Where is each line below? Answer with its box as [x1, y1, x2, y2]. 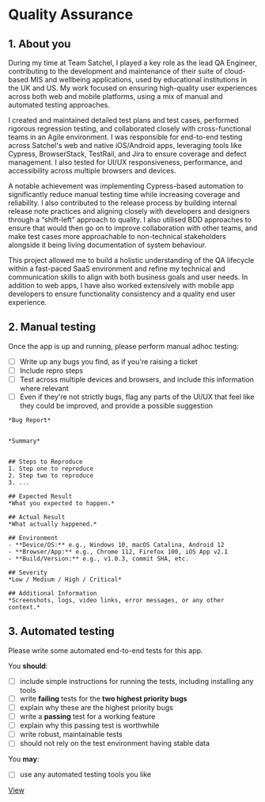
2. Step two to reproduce [8, 472, 93, 480]
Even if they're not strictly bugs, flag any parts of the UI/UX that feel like [19, 392, 255, 401]
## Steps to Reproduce [8, 458, 83, 466]
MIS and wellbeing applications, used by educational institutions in [30, 75, 248, 84]
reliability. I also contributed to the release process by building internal [8, 198, 237, 207]
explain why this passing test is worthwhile [19, 720, 160, 730]
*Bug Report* [8, 416, 51, 424]
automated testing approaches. [8, 101, 111, 109]
